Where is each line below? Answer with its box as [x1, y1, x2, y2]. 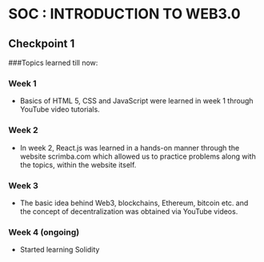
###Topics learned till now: [8, 58, 98, 67]
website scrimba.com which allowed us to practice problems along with [19, 151, 256, 161]
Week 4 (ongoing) [8, 226, 80, 237]
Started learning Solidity [19, 245, 100, 255]
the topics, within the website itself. [19, 159, 137, 169]
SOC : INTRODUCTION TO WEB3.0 [8, 5, 242, 23]
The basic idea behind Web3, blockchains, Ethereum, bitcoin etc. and [19, 198, 249, 208]
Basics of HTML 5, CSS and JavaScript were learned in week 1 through [19, 96, 254, 106]
